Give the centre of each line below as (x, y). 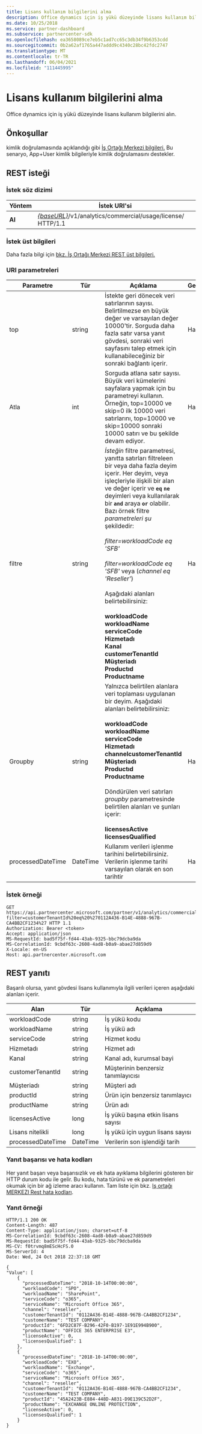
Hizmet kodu (123, 1038)
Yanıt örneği (24, 1208)
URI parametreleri (32, 270)
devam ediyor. (125, 441)
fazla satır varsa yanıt (135, 334)
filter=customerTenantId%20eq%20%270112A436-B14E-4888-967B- (84, 918)
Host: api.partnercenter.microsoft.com (56, 955)
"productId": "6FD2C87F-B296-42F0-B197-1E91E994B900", (92, 1326)
